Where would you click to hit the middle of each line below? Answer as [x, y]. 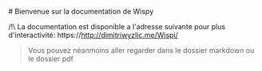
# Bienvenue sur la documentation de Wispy [81, 11]
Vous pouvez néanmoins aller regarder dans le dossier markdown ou [141, 50]
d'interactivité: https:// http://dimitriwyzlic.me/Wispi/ [93, 35]
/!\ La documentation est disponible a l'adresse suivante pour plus [117, 26]
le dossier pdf [51, 59]
